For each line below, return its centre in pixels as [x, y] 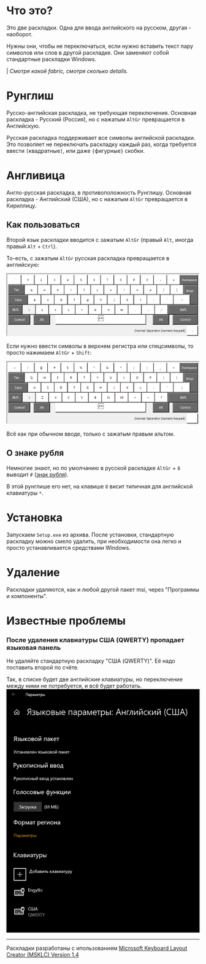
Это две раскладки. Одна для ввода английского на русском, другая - [99, 28]
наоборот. [19, 34]
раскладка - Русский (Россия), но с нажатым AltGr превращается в [96, 119]
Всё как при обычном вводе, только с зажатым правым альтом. [90, 434]
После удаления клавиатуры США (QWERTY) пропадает [95, 640]
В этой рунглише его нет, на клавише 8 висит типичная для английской [100, 486]
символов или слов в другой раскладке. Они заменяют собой [88, 52]
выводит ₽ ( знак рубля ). [37, 474]
